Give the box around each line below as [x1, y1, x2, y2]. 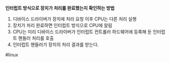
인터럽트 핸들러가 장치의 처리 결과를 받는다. [12, 42, 99, 48]
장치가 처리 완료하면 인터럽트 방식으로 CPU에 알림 [12, 23, 112, 28]
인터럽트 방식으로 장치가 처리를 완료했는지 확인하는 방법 [5, 5, 115, 11]
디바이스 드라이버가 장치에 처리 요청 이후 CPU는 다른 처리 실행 [12, 16, 137, 22]
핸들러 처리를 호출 [18, 35, 54, 41]
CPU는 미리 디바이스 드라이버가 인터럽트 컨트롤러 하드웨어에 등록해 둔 [12, 29, 152, 35]
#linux [5, 52, 18, 58]
